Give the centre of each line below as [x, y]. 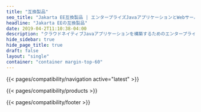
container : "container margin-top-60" [54, 62]
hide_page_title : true [34, 46]
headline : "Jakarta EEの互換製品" [47, 23]
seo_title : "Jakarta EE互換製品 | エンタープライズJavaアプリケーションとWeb [96, 17]
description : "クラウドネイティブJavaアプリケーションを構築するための [86, 34]
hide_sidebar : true [31, 40]
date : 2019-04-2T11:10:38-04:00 [46, 28]
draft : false [22, 51]
